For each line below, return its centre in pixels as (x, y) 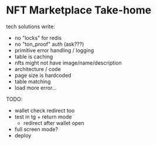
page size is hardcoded (43, 75)
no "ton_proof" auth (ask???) (49, 44)
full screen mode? (36, 129)
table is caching (34, 56)
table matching (33, 81)
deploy (23, 135)
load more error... (35, 87)
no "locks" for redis (38, 38)
